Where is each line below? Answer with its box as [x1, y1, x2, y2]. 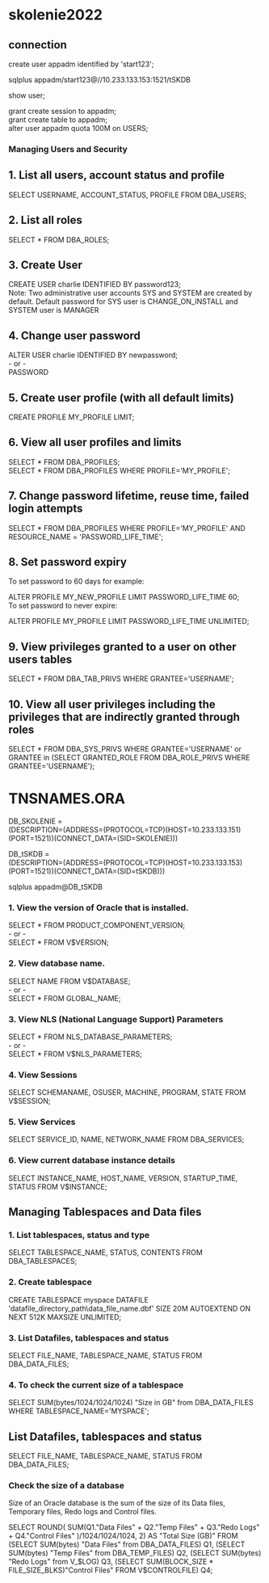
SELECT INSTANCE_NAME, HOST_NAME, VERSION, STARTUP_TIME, [8, 1173, 238, 1183]
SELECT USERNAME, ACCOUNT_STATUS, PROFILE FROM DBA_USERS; [8, 190, 246, 200]
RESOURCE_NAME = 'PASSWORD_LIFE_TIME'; [8, 532, 164, 541]
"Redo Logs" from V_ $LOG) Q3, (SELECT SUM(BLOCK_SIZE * [8, 1557, 214, 1567]
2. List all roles [8, 213, 82, 227]
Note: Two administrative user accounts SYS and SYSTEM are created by [8, 288, 253, 298]
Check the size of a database [8, 1480, 125, 1492]
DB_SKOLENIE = [8, 816, 63, 826]
